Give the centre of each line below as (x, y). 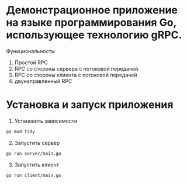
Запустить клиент (37, 165)
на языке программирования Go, (91, 22)
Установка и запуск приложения (90, 105)
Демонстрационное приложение (92, 10)
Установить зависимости (46, 121)
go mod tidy (20, 131)
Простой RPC (31, 63)
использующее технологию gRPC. (94, 35)
